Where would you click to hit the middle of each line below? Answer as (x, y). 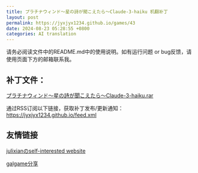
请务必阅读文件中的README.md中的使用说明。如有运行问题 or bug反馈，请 (99, 52)
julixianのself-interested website (46, 151)
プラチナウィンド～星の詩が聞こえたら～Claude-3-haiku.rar (80, 95)
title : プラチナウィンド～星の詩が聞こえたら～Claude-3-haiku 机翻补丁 (87, 12)
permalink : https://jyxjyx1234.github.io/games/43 (71, 23)
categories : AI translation (41, 34)
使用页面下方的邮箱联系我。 (40, 59)
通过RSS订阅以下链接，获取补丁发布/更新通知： (65, 108)
